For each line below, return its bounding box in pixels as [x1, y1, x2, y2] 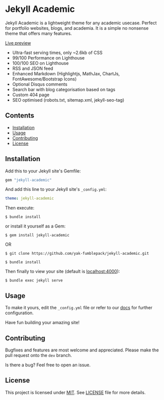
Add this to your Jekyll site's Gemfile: [5, 168, 81, 174]
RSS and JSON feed [12, 65, 53, 71]
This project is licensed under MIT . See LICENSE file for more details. [5, 389, 146, 395]
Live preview [5, 40, 31, 46]
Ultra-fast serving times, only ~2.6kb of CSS [12, 50, 103, 56]
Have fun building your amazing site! [5, 320, 80, 326]
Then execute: [5, 205, 35, 211]
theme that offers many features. [5, 30, 72, 36]
